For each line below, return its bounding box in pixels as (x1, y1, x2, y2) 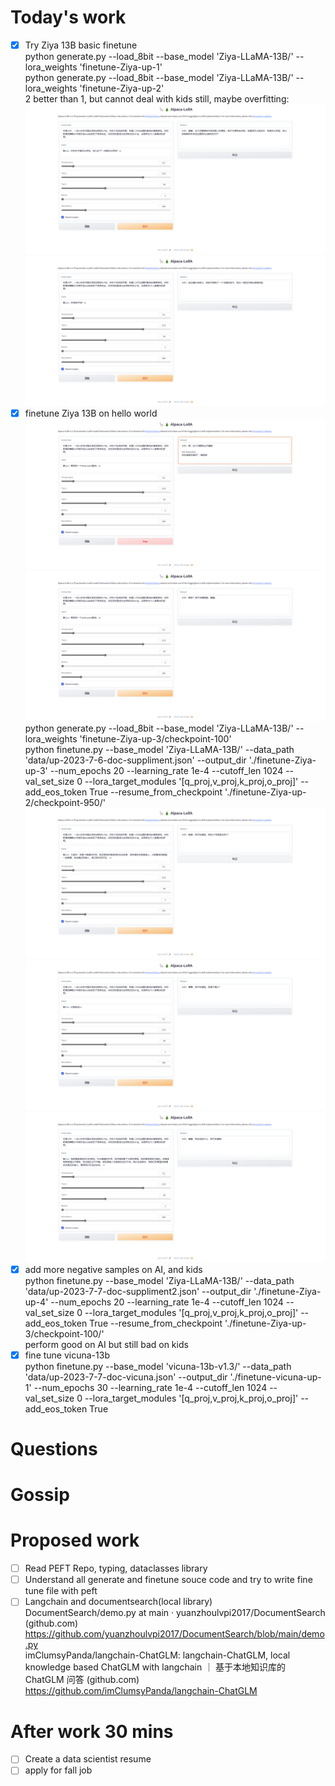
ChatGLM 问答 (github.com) (24, 1674, 140, 1686)
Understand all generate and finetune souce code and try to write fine (24, 1574, 313, 1586)
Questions (10, 1438, 98, 1461)
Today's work (10, 6, 127, 29)
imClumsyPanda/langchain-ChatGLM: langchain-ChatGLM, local (24, 1649, 291, 1661)
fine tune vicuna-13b (24, 1349, 110, 1361)
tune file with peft (24, 1585, 98, 1597)
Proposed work (10, 1529, 140, 1552)
